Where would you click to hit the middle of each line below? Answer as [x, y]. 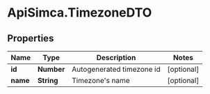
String [48, 81]
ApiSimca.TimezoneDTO [80, 13]
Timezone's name [101, 81]
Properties [31, 38]
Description [116, 58]
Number [51, 69]
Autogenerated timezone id [116, 69]
